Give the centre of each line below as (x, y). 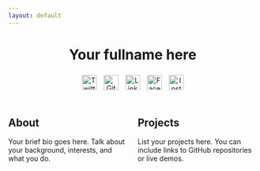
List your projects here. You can (189, 142)
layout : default (35, 15)
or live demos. (161, 158)
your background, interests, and (60, 150)
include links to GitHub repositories (195, 150)
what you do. (30, 158)
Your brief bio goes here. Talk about (66, 142)
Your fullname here (133, 54)
